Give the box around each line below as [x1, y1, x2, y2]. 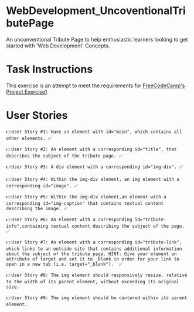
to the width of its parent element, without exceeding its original [6, 279, 180, 284]
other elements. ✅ [6, 135, 52, 141]
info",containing [6, 223, 49, 229]
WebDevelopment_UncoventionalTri [6, 4, 186, 18]
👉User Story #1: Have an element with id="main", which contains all [6, 129, 182, 135]
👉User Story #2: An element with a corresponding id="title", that [6, 146, 177, 152]
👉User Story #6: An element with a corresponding [6, 217, 132, 222]
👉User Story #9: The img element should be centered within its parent [6, 294, 188, 301]
